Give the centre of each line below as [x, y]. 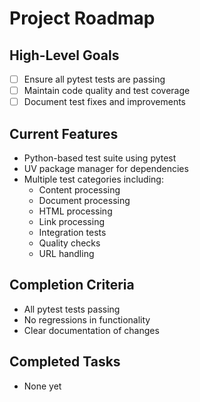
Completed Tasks [65, 362]
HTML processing [75, 211]
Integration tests [72, 232]
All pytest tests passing [72, 309]
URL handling [66, 253]
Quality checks [69, 243]
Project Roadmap [82, 18]
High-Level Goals [64, 55]
